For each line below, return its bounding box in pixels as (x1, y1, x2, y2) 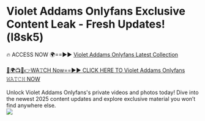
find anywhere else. (6, 101, 56, 109)
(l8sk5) (6, 31, 44, 44)
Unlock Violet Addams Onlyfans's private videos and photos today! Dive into (6, 89, 199, 96)
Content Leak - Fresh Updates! (6, 17, 165, 31)
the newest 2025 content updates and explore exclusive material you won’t (6, 95, 196, 102)
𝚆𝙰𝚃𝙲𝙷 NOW (6, 75, 41, 82)
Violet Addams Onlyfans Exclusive (6, 4, 185, 18)
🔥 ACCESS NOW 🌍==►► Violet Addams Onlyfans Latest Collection (6, 51, 179, 58)
